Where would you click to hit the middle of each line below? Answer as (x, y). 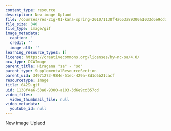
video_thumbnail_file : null (40, 99)
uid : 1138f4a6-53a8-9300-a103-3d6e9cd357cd (52, 90)
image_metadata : (22, 33)
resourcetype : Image (27, 80)
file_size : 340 (21, 24)
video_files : (19, 95)
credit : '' (21, 43)
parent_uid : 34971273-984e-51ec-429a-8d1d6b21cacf (60, 76)
